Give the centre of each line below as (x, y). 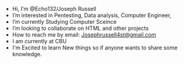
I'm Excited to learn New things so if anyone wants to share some (95, 48)
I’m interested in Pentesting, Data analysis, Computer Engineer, (92, 15)
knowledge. (27, 54)
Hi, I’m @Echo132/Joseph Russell (54, 9)
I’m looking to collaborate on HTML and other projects (80, 28)
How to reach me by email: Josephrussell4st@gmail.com (84, 35)
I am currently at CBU (39, 41)
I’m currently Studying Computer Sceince (64, 22)
